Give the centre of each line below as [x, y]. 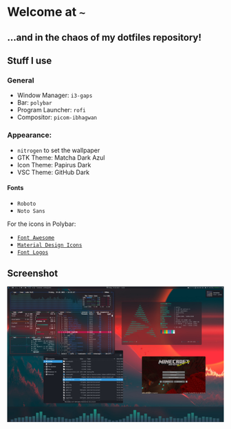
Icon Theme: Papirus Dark [54, 165]
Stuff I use [30, 60]
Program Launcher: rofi [51, 110]
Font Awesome [36, 238]
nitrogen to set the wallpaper [58, 150]
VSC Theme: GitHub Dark [53, 172]
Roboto [26, 204]
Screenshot [33, 274]
